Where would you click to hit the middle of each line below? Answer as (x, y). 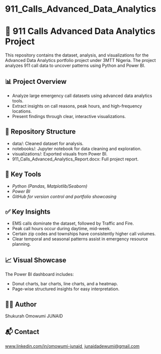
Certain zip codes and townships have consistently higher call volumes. (84, 234)
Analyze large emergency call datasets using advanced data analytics (82, 96)
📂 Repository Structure (40, 132)
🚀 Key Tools (23, 174)
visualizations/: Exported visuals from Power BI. (60, 154)
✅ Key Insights (28, 211)
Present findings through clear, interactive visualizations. (69, 116)
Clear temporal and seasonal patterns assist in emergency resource (80, 239)
